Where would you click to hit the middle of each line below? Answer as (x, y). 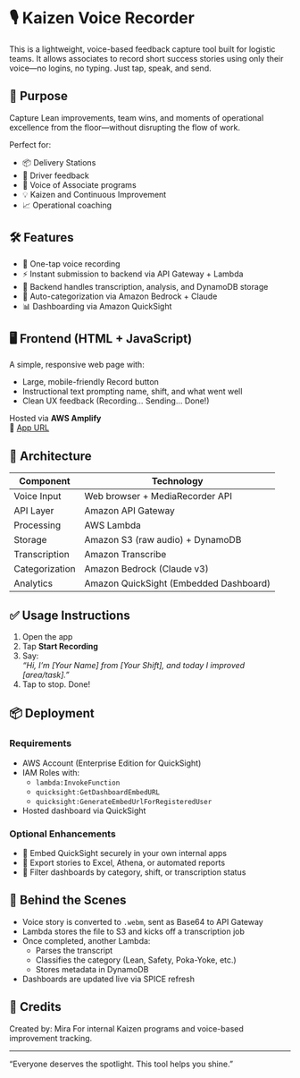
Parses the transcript (74, 950)
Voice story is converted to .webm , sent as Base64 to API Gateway (142, 921)
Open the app (47, 637)
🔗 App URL (29, 428)
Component (45, 481)
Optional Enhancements (62, 834)
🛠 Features (42, 238)
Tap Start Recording (60, 646)
